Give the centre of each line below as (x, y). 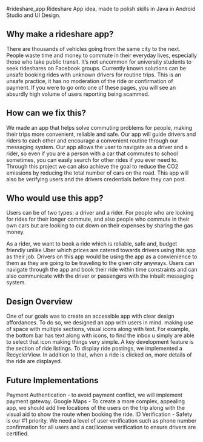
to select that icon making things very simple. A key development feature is (100, 342)
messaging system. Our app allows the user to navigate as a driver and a (97, 147)
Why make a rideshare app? (60, 34)
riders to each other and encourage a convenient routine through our (92, 140)
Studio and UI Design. (33, 15)
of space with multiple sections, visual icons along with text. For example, (98, 329)
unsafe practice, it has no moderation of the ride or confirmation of (90, 81)
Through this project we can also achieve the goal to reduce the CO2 (92, 166)
